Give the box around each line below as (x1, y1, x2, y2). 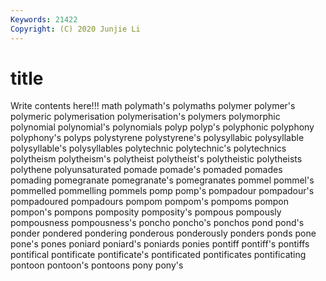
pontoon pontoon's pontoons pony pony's (10, 259, 184, 271)
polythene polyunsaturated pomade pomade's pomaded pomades (10, 164, 283, 176)
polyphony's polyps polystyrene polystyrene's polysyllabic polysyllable (10, 132, 305, 144)
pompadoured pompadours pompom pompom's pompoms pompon (10, 196, 290, 208)
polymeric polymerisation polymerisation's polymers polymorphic (10, 111, 281, 123)
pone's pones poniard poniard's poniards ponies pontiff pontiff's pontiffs (10, 238, 310, 250)
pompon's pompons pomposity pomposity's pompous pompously (10, 206, 282, 218)
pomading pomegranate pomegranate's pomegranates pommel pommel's (10, 174, 315, 186)
